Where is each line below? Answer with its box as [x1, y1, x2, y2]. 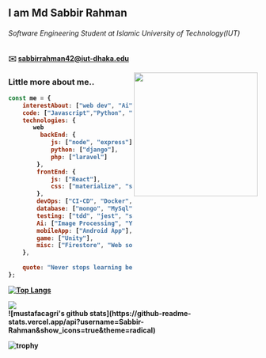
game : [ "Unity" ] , [36, 234, 93, 242]
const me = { [8, 94, 51, 102]
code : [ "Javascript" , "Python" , [22, 109, 126, 117]
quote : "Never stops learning [22, 264, 123, 272]
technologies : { [22, 116, 77, 124]
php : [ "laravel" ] [50, 153, 108, 161]
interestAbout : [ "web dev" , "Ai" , [22, 101, 136, 109]
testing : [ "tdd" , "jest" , [36, 211, 123, 220]
